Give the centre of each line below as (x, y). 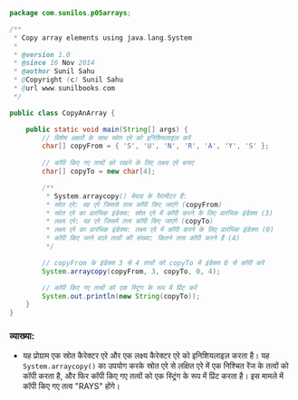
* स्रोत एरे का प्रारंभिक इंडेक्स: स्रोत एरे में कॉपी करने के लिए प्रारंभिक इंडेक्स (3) (159, 213)
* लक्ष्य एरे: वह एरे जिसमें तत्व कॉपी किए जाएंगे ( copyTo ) (130, 222)
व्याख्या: (22, 337)
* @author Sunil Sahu (54, 71)
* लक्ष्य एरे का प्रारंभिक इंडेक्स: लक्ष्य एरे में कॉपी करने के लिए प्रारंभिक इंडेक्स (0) (160, 230)
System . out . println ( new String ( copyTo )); (121, 296)
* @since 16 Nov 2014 (54, 63)
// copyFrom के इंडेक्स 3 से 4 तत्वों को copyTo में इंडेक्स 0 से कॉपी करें (153, 262)
